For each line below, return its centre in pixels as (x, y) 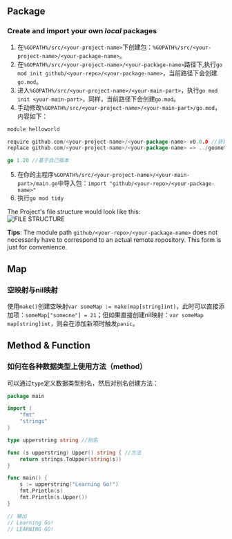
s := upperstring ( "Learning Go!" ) (69, 484)
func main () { (28, 478)
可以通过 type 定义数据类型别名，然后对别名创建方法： (83, 383)
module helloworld (33, 129)
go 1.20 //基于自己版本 (38, 161)
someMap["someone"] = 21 (61, 315)
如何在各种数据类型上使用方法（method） (77, 367)
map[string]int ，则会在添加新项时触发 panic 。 (73, 323)
